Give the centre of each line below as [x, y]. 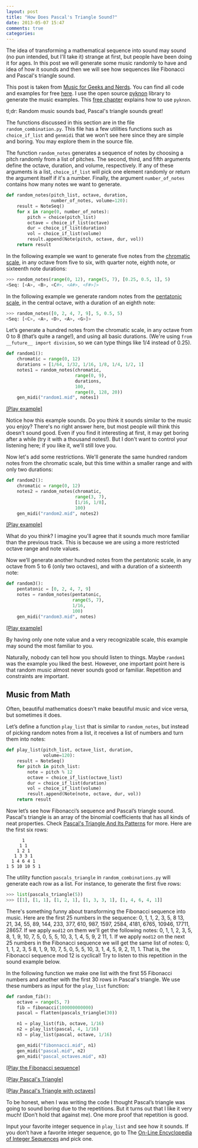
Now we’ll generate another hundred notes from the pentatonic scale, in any [99, 560]
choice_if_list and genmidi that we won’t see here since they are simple [95, 135]
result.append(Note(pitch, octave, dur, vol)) [86, 239]
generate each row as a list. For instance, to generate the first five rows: [94, 884]
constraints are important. [38, 676]
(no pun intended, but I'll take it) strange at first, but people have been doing [99, 57]
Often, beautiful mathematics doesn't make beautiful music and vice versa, [98, 709]
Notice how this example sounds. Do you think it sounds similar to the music [99, 420]
